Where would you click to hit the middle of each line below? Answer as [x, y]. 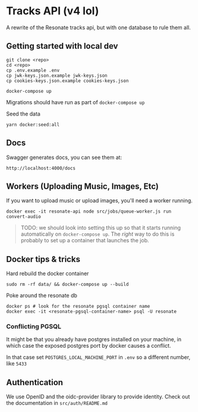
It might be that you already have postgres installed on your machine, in [94, 339]
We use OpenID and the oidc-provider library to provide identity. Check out [98, 397]
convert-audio [24, 217]
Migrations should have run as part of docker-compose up [76, 102]
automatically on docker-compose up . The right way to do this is [98, 234]
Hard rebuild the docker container [48, 274]
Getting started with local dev [62, 46]
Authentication [35, 382]
